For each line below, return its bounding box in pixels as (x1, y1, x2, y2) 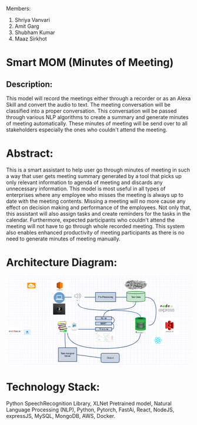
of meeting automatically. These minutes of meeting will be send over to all (6, 120, 188, 127)
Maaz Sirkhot (14, 35, 47, 42)
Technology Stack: (6, 380, 100, 394)
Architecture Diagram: (6, 256, 118, 269)
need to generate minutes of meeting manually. (6, 235, 121, 242)
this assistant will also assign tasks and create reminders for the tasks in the (6, 210, 191, 217)
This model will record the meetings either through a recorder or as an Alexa (6, 95, 191, 102)
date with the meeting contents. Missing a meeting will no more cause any (6, 197, 186, 205)
